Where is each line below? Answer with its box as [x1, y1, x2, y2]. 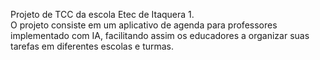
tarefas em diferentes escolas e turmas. [10, 40, 175, 52]
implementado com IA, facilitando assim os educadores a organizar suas [10, 30, 310, 41]
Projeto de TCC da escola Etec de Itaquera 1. [10, 9, 195, 20]
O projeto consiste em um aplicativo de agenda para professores [10, 19, 278, 31]
